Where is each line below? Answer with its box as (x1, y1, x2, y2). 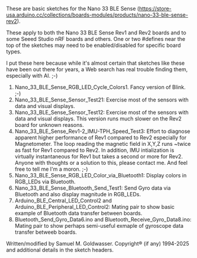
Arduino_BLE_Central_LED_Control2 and (14, 197, 112, 204)
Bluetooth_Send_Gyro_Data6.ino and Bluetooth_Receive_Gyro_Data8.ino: (14, 216, 192, 223)
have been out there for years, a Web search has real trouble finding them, (6, 66, 188, 73)
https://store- (138, 5, 172, 12)
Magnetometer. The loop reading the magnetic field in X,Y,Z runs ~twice (14, 141, 191, 147)
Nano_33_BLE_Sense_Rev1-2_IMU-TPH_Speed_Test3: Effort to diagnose (14, 128, 190, 135)
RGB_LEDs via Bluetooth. (14, 178, 76, 185)
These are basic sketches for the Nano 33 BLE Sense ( (6, 5, 140, 12)
